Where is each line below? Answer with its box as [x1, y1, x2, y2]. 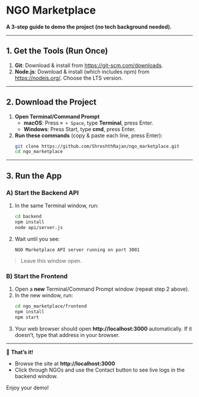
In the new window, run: [14, 291, 73, 298]
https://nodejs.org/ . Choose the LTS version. [14, 74, 123, 81]
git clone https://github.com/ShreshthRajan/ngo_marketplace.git [14, 143, 179, 149]
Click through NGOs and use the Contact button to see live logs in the [14, 366, 185, 373]
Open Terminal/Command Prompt [14, 113, 100, 120]
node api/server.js [14, 224, 63, 230]
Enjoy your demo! [6, 384, 49, 391]
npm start [14, 314, 40, 320]
